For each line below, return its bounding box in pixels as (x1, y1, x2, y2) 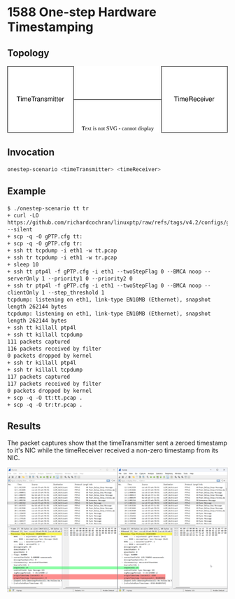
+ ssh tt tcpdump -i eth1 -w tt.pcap (7, 247, 117, 254)
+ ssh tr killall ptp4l (7, 359, 77, 366)
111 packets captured (7, 338, 71, 345)
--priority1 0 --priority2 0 (48, 275, 133, 282)
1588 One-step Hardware (7, 4, 157, 20)
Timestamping (7, 19, 94, 35)
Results (7, 420, 41, 432)
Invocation (7, 147, 55, 159)
